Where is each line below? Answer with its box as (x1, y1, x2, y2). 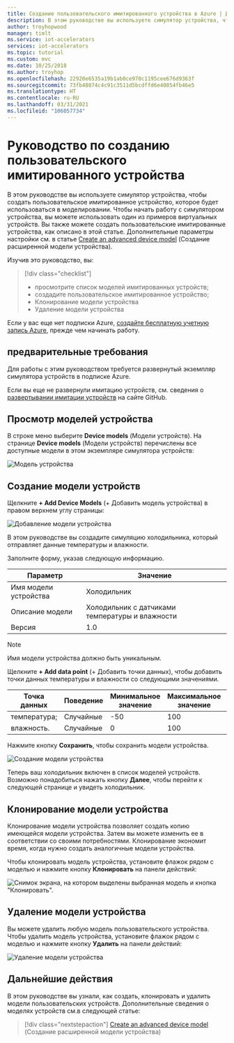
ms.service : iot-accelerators (7, 36, 95, 43)
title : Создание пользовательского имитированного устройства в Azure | (7, 10, 223, 17)
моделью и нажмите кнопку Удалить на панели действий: (7, 939, 182, 947)
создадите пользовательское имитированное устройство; (34, 290, 210, 299)
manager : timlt (7, 29, 52, 37)
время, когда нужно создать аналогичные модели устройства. (7, 843, 196, 852)
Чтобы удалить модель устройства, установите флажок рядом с (7, 932, 200, 940)
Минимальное (110, 691, 161, 701)
